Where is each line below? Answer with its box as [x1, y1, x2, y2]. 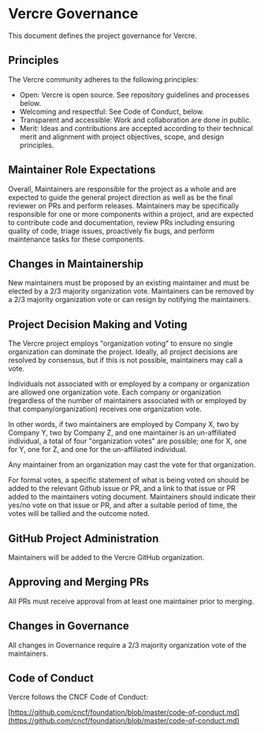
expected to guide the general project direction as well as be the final [8, 193, 233, 202]
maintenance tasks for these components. [8, 234, 145, 244]
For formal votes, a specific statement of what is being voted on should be [8, 475, 250, 485]
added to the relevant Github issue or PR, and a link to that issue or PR [8, 484, 236, 493]
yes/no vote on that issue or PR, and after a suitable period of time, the [8, 500, 238, 510]
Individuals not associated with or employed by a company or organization [8, 380, 250, 389]
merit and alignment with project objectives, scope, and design [19, 132, 225, 141]
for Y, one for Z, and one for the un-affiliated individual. [8, 445, 188, 454]
